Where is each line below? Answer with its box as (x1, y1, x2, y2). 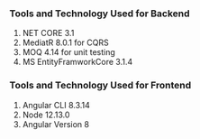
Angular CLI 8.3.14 (22, 99, 90, 110)
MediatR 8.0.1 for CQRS (22, 37, 110, 48)
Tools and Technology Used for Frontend (9, 79, 192, 92)
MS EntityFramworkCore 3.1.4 (22, 57, 133, 68)
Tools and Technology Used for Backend (9, 7, 191, 20)
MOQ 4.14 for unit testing (22, 47, 115, 58)
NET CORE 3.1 (22, 28, 75, 39)
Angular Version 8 (22, 118, 90, 129)
